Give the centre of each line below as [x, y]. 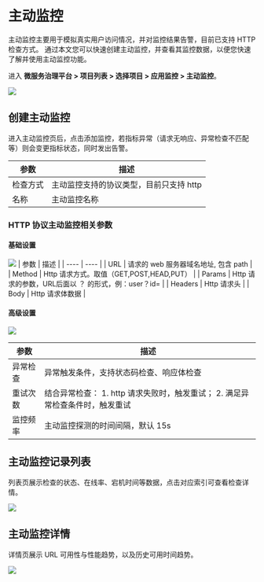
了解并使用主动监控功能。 [49, 59]
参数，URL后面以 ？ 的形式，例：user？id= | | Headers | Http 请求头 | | [136, 283]
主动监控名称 [75, 199]
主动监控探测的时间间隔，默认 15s [108, 425]
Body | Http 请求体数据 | [47, 293]
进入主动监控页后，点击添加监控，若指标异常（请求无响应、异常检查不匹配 [128, 138]
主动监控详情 [39, 534]
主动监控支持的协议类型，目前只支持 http [127, 184]
